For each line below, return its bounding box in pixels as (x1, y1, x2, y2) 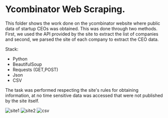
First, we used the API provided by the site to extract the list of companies (5, 31, 158, 37)
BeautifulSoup (12, 61, 42, 67)
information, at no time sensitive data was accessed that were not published (5, 92, 163, 98)
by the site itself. (5, 97, 39, 104)
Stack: (5, 46, 19, 52)
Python (12, 55, 28, 62)
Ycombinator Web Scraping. (5, 4, 126, 15)
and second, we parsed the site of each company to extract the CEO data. (5, 36, 159, 42)
